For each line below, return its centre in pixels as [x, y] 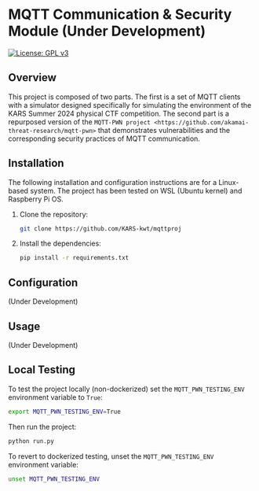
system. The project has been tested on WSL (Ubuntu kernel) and [136, 190]
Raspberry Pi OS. [36, 199]
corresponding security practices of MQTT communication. [104, 138]
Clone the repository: [54, 214]
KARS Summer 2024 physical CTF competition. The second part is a [119, 113]
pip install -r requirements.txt [74, 258]
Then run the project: [42, 426]
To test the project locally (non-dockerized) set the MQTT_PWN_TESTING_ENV [126, 389]
